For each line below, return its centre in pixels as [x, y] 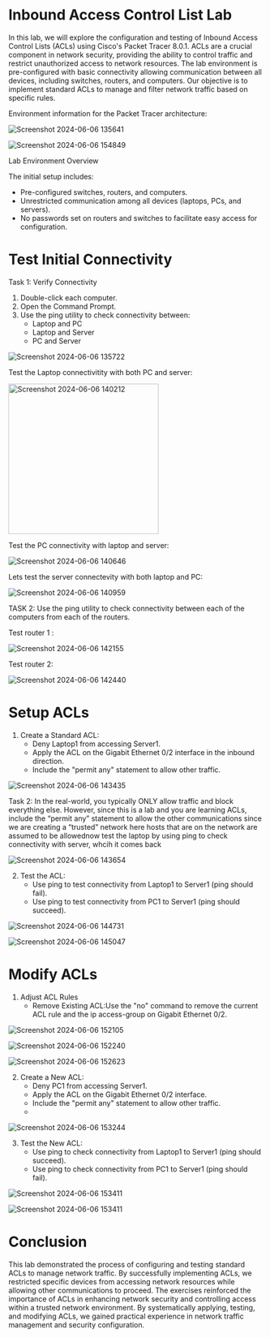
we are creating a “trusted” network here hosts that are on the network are [133, 827]
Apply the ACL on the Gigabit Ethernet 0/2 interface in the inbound [144, 752]
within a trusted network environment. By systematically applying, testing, [132, 1307]
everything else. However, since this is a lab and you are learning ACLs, [128, 809]
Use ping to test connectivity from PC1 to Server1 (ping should [136, 901]
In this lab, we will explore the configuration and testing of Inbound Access [133, 37]
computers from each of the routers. [69, 617]
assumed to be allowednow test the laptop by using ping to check [118, 835]
